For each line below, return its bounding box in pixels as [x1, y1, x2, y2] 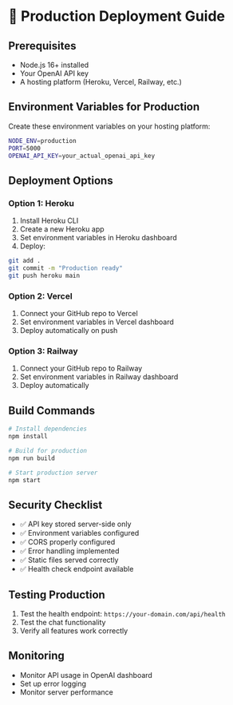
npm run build [8, 454, 56, 462]
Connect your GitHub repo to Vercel [19, 309, 138, 319]
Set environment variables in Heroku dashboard [19, 233, 177, 243]
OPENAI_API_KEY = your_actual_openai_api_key [8, 152, 156, 160]
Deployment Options [8, 173, 113, 187]
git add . [8, 257, 41, 265]
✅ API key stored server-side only [19, 519, 132, 529]
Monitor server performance [19, 687, 113, 697]
